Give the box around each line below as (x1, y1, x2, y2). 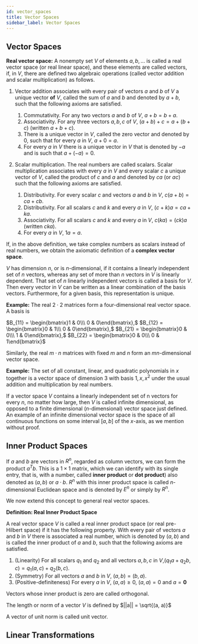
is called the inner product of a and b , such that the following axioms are (6, 539, 183, 546)
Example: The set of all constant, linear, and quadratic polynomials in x (6, 367, 179, 374)
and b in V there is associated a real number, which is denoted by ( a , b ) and (6, 533, 190, 540)
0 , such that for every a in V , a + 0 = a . (23, 137, 119, 144)
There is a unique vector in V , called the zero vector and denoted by (23, 131, 190, 138)
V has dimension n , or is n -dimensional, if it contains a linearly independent (6, 265, 190, 272)
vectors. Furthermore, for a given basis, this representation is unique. (6, 290, 175, 297)
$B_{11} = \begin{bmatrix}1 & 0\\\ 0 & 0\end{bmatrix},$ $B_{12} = (6, 319, 164, 326)
